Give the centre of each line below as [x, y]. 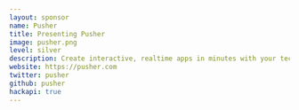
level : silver [36, 51]
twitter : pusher [39, 75]
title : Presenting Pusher [57, 34]
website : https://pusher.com [63, 67]
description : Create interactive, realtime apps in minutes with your [143, 59]
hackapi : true [36, 91]
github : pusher [37, 83]
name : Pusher [33, 26]
